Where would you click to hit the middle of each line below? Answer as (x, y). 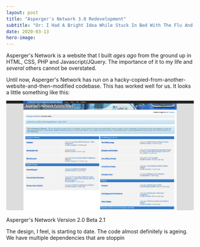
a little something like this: (38, 92)
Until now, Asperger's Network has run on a (60, 80)
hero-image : (21, 38)
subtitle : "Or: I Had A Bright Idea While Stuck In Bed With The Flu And (100, 25)
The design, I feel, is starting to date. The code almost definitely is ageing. (97, 231)
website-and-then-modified (40, 86)
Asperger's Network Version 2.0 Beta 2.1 (56, 220)
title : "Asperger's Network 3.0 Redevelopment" (66, 19)
